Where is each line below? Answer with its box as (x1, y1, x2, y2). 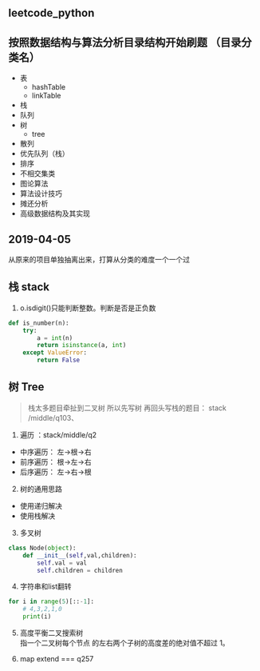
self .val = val (37, 559, 88, 567)
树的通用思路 (19, 484, 62, 493)
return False (37, 356, 81, 365)
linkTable (31, 91, 61, 101)
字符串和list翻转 (19, 581, 72, 591)
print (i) (22, 613, 52, 621)
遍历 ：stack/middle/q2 (19, 429, 97, 439)
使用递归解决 (19, 501, 62, 510)
